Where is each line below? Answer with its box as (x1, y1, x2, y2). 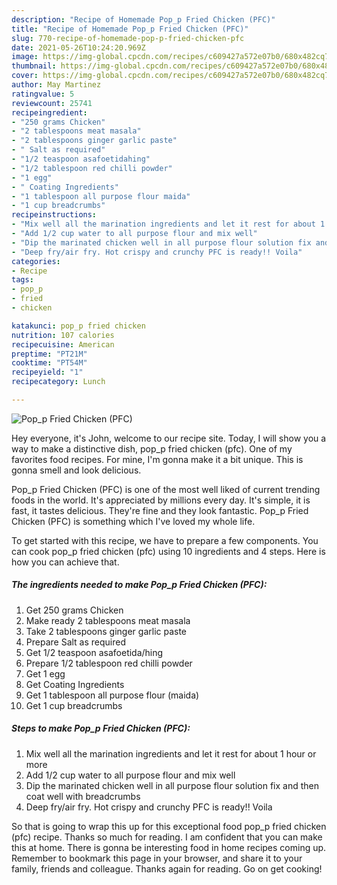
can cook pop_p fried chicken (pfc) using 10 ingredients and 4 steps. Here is (11, 545, 326, 557)
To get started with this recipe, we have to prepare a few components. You (11, 534, 319, 546)
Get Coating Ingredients (25, 678, 125, 690)
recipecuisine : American (11, 339, 115, 350)
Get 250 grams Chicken (25, 604, 124, 616)
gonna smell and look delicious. (11, 464, 142, 476)
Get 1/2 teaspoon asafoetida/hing (25, 646, 164, 658)
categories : (11, 256, 61, 266)
